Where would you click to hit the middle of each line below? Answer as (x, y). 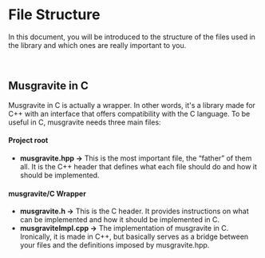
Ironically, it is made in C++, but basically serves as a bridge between (134, 236)
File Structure (54, 15)
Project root (28, 141)
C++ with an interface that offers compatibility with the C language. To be (129, 113)
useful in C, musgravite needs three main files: (85, 122)
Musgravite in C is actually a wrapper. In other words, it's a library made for (132, 105)
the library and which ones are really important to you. (97, 45)
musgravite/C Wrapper (47, 193)
